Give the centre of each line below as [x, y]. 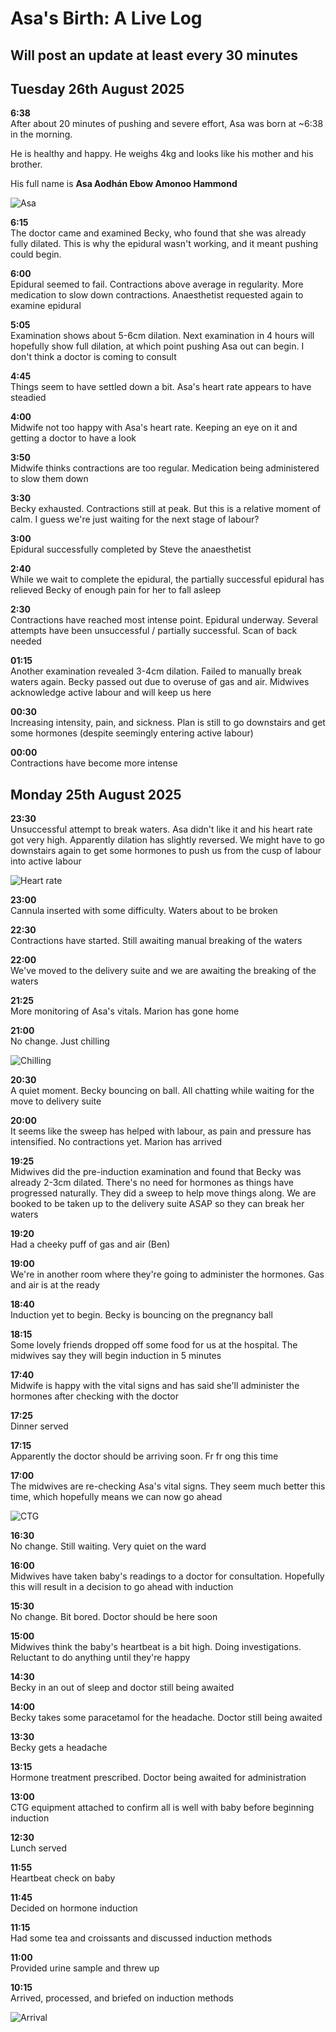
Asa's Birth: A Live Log [106, 18]
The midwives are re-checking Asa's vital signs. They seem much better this [168, 1486]
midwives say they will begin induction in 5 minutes [116, 1356]
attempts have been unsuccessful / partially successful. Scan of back [154, 631]
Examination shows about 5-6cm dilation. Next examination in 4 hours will [162, 336]
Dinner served [39, 1426]
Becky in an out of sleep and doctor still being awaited [122, 1688]
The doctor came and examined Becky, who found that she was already [158, 233]
